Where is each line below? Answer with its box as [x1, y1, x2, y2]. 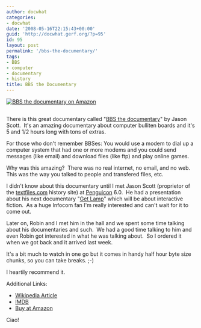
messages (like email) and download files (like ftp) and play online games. [6, 153, 190, 159]
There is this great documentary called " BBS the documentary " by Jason [6, 116, 187, 122]
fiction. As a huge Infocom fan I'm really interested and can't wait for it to [6, 202, 188, 208]
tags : [6, 54, 20, 60]
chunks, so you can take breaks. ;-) [6, 257, 94, 264]
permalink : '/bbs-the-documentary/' [6, 48, 98, 54]
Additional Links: [6, 280, 48, 287]
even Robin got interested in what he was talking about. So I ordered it [6, 232, 182, 240]
